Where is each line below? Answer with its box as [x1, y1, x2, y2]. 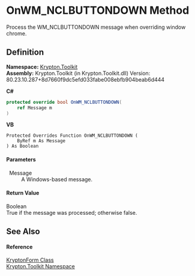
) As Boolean [6, 143, 39, 149]
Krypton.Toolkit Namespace [6, 263, 75, 270]
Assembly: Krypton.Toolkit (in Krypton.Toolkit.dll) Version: [6, 70, 151, 77]
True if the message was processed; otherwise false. [6, 209, 137, 216]
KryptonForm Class [6, 256, 54, 264]
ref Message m [17, 104, 52, 111]
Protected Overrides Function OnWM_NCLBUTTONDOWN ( [6, 133, 138, 139]
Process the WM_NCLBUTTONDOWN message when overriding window [6, 23, 186, 31]
